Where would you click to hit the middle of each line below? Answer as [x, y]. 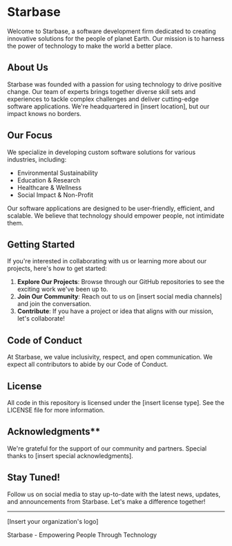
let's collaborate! [41, 319]
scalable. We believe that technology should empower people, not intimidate [116, 216]
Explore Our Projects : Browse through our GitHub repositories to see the [121, 282]
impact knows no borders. [44, 113]
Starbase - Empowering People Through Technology [82, 535]
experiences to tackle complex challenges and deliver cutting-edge [103, 99]
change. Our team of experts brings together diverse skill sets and [101, 91]
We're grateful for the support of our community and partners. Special [107, 448]
